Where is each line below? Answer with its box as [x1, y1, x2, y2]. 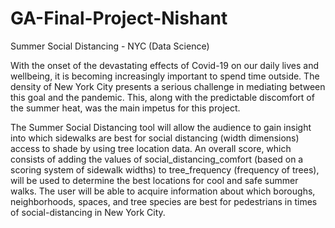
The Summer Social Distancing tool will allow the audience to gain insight [10, 121, 312, 133]
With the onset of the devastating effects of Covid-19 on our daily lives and [10, 59, 320, 71]
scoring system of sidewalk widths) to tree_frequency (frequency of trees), [10, 163, 320, 176]
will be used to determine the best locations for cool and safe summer [10, 174, 299, 186]
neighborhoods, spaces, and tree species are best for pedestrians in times [10, 195, 318, 207]
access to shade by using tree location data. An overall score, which [10, 142, 292, 154]
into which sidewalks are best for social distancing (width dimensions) [10, 132, 300, 144]
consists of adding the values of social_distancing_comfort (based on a [10, 153, 304, 165]
